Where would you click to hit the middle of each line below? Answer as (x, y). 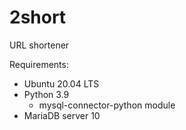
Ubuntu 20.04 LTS (61, 83)
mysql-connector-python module (107, 105)
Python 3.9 (46, 94)
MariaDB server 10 (62, 115)
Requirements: (39, 64)
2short (38, 17)
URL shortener (39, 45)
